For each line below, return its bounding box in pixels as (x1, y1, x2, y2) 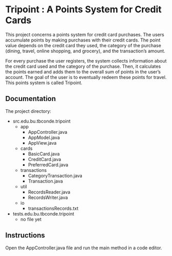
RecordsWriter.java (28, 194, 68, 201)
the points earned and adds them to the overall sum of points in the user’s (5, 68, 161, 75)
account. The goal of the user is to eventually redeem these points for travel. (5, 74, 167, 80)
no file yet (20, 216, 42, 222)
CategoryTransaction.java (28, 172, 83, 179)
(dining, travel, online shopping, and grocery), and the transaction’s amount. (5, 48, 165, 54)
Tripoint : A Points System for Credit (5, 4, 162, 15)
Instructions (5, 231, 45, 240)
